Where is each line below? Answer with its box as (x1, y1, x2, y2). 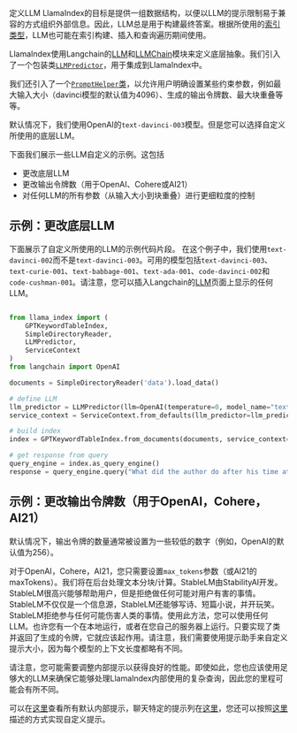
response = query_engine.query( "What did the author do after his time (9, 467, 278, 476)
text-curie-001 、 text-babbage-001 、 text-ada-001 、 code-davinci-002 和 (9, 265, 270, 276)
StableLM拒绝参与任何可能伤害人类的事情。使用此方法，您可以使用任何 (9, 609, 269, 621)
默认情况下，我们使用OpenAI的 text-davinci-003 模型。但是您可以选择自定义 (9, 119, 286, 130)
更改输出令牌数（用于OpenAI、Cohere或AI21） (21, 179, 193, 189)
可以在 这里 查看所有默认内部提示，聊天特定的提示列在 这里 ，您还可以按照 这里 (9, 702, 288, 714)
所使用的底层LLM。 (9, 131, 80, 141)
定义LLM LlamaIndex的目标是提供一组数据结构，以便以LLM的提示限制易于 (9, 8, 278, 18)
